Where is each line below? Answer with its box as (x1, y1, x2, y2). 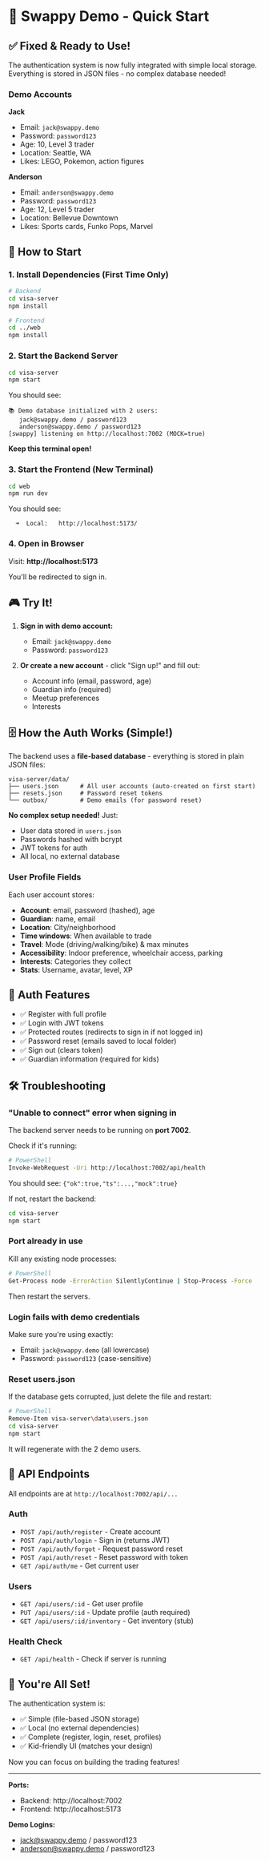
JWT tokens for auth (19, 843, 88, 852)
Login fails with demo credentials (8, 1311, 140, 1323)
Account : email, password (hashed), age (19, 905, 155, 915)
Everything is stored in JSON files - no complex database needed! (8, 69, 227, 79)
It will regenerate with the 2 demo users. (8, 1444, 142, 1453)
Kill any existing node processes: (8, 1254, 118, 1263)
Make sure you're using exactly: (8, 1329, 114, 1339)
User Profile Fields (8, 872, 82, 883)
